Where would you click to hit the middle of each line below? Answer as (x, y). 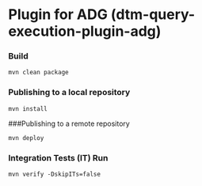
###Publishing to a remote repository (69, 123)
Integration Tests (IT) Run (58, 158)
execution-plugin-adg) (85, 31)
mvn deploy (26, 138)
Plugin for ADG (58, 15)
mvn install (28, 108)
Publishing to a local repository (69, 93)
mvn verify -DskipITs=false (55, 175)
